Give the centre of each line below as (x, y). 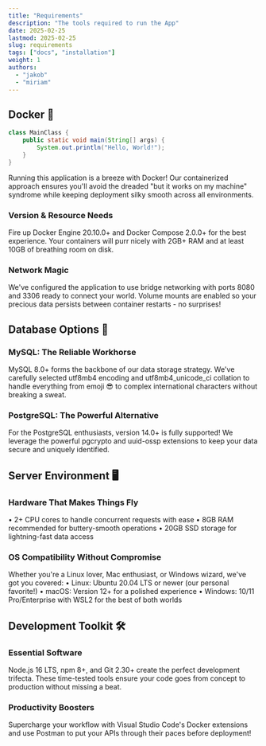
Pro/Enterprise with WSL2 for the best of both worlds (95, 600)
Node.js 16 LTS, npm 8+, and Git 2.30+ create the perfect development (124, 670)
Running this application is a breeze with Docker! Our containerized (118, 178)
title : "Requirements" (46, 16)
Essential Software (45, 652)
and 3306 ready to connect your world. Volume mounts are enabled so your (132, 296)
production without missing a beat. (65, 686)
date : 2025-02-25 (37, 30)
